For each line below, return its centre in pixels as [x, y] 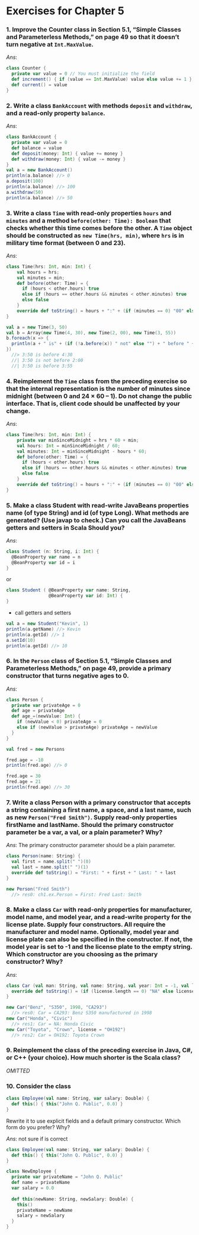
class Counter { [26, 68]
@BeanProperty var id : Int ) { [86, 596]
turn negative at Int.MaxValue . [50, 45]
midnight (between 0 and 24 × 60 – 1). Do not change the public [99, 396]
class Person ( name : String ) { [44, 856]
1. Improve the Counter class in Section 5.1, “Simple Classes [94, 30]
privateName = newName [45, 1210]
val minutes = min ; [41, 278]
